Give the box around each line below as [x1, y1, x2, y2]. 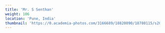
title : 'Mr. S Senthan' [5, 7, 54, 12]
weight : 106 [5, 12, 29, 16]
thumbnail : [5, 20, 27, 26]
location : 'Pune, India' [5, 16, 56, 21]
